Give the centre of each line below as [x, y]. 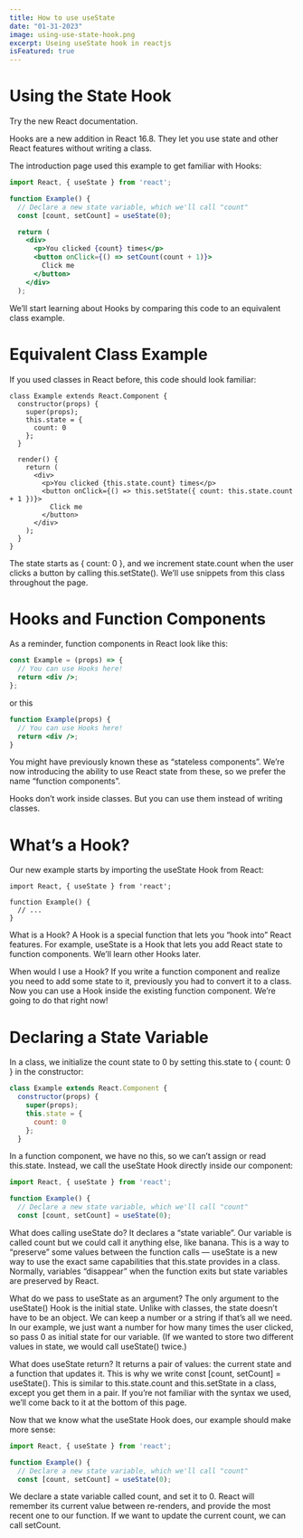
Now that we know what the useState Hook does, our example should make [150, 1419]
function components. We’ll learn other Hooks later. [105, 954]
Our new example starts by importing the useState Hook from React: [137, 870]
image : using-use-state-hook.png [72, 34]
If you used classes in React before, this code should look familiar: [133, 379]
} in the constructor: [47, 1072]
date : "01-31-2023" [46, 26]
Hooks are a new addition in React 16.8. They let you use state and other [144, 139]
